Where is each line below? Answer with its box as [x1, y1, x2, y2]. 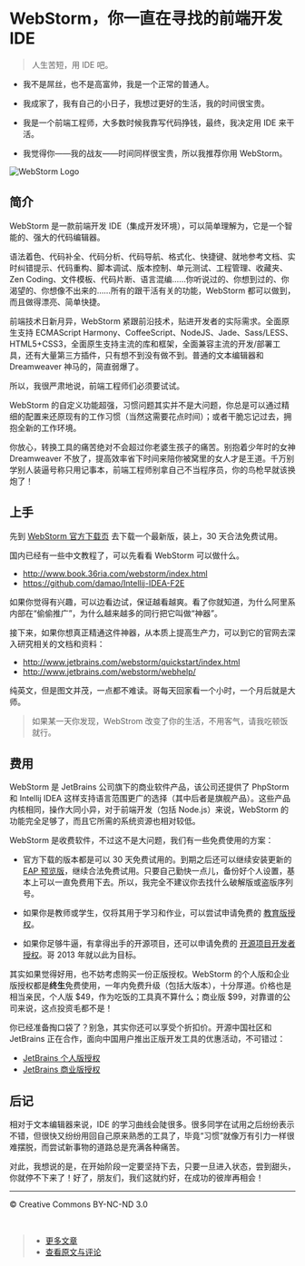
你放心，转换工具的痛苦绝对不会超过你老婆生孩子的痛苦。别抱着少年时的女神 [9, 441, 296, 452]
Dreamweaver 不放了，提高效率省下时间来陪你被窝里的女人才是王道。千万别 [9, 453, 295, 464]
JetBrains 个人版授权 [22, 1053, 101, 1064]
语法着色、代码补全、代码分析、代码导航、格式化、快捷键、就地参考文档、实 [9, 250, 296, 261]
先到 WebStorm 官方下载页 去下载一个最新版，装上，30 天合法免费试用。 [9, 530, 283, 541]
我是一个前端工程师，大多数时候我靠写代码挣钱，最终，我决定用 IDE [22, 117, 277, 128]
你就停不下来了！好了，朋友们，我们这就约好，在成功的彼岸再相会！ [9, 1173, 264, 1183]
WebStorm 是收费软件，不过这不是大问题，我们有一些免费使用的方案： [9, 835, 274, 846]
